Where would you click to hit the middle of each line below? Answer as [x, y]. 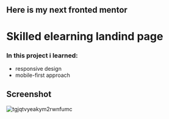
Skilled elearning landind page [85, 36]
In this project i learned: [42, 56]
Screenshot [29, 94]
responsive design [38, 68]
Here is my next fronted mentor [67, 10]
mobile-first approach [42, 75]
